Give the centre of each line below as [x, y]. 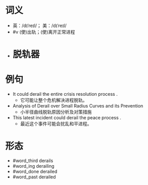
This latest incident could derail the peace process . [67, 118]
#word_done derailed [35, 171]
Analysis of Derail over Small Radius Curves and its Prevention [78, 106]
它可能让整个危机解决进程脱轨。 [54, 100]
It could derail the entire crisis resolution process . [65, 94]
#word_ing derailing [33, 166]
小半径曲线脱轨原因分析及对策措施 [56, 112]
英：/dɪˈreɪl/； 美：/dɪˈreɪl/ [40, 25]
